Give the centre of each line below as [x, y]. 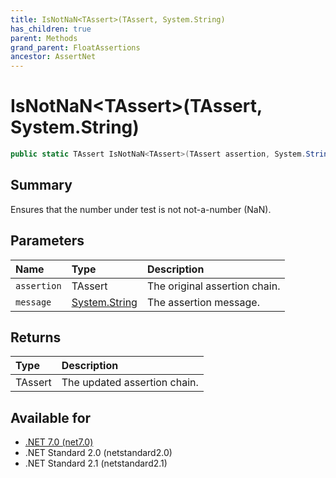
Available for [51, 417]
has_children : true [51, 29]
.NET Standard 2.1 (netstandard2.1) [96, 463]
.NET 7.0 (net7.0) [59, 442]
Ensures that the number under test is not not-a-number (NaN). [141, 209]
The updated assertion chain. [130, 383]
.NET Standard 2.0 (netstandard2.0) [98, 453]
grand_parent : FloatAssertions [75, 47]
